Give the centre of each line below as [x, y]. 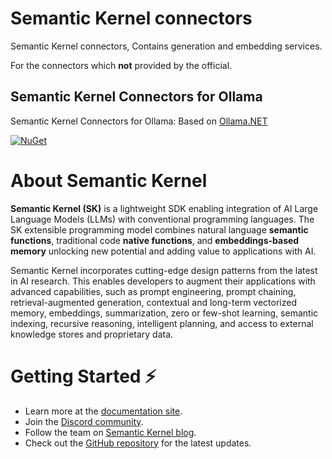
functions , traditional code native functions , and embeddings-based [155, 240]
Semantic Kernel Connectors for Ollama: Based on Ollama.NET [139, 121]
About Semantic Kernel [109, 180]
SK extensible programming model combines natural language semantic [159, 229]
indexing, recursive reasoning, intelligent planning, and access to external [162, 323]
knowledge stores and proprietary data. [92, 334]
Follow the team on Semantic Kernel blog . [110, 432]
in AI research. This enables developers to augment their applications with [163, 281]
